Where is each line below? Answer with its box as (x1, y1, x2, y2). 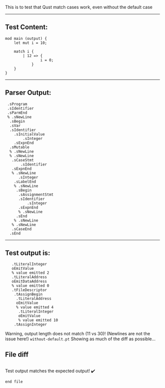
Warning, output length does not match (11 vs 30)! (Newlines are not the (5, 331, 151, 337)
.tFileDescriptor (11, 288, 48, 292)
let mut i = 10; (14, 40, 48, 45)
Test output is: (5, 249, 51, 258)
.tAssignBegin (14, 292, 43, 297)
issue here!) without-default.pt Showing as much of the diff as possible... (5, 336, 156, 342)
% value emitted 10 (18, 318, 58, 323)
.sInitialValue (14, 131, 45, 137)
